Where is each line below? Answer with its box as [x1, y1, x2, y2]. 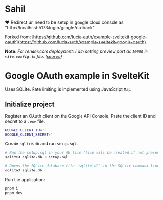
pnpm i [5, 186, 18, 191]
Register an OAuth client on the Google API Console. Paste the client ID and [5, 113, 156, 119]
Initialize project [5, 100, 55, 109]
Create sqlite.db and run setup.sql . [5, 141, 78, 147]
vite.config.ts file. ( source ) [5, 53, 62, 59]
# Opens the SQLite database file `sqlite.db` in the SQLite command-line [5, 163, 160, 169]
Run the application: [5, 176, 45, 182]
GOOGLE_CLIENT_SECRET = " [5, 132, 53, 137]
